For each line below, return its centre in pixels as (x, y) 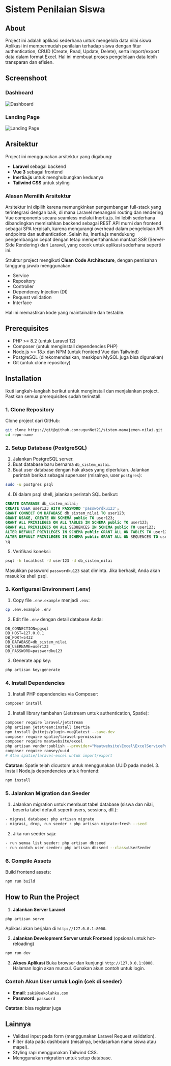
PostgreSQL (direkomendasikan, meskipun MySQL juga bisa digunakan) (88, 357)
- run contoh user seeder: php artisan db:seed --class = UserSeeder (78, 848)
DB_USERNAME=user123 (27, 647)
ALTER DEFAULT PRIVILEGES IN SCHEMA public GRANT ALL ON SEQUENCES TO (82, 537)
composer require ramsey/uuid (37, 751)
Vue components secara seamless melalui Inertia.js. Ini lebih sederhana (80, 218)
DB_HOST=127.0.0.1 (25, 633)
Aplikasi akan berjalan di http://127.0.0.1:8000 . (56, 928)
